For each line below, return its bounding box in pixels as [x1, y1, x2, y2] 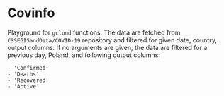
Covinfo [7, 5, 55, 21]
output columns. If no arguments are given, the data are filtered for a [7, 43, 208, 52]
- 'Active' [7, 83, 40, 90]
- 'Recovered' [7, 76, 50, 84]
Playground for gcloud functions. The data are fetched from [7, 28, 181, 37]
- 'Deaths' [7, 71, 40, 78]
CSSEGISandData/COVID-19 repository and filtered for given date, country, [7, 35, 218, 44]
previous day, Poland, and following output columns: [7, 51, 161, 59]
